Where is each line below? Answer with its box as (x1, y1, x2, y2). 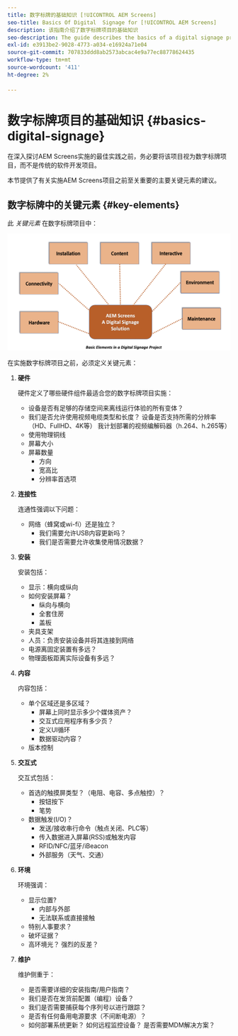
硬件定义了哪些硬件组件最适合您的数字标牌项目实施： (17, 389, 174, 397)
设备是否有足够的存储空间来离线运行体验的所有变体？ (28, 403, 184, 412)
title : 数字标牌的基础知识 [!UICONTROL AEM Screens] (7, 11, 157, 18)
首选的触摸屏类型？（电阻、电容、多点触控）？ (28, 788, 165, 797)
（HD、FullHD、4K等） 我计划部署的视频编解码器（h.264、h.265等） (28, 421, 232, 430)
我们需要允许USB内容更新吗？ (38, 528, 126, 537)
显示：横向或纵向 (28, 582, 79, 591)
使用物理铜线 (28, 430, 66, 439)
